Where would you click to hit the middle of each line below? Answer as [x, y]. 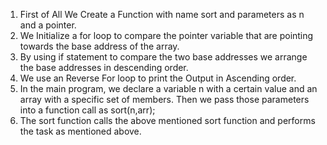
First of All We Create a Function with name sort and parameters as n [162, 14]
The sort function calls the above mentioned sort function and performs [167, 120]
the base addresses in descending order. [104, 67]
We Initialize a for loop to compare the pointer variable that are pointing [166, 35]
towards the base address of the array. [99, 46]
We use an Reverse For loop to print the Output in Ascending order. [158, 78]
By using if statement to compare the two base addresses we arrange [163, 57]
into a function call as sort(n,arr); [87, 110]
